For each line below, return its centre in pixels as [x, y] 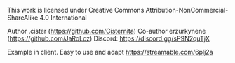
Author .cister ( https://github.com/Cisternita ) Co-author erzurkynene [107, 31]
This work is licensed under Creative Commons [76, 10]
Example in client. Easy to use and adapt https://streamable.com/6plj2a [110, 52]
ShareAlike [23, 17]
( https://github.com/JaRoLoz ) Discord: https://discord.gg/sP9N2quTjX [109, 38]
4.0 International [63, 17]
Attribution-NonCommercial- [187, 10]
